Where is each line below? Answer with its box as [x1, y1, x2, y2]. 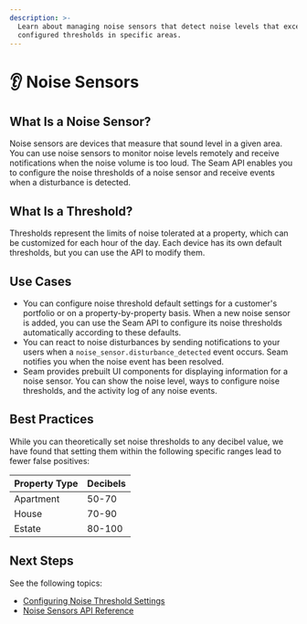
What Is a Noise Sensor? [9, 113, 152, 129]
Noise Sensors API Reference [22, 605, 134, 616]
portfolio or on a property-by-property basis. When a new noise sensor [22, 308, 291, 318]
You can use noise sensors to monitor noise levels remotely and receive [9, 148, 281, 159]
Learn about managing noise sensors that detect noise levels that [17, 22, 281, 31]
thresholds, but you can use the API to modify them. [9, 248, 206, 259]
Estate [14, 522, 41, 534]
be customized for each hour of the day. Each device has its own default [9, 238, 282, 249]
